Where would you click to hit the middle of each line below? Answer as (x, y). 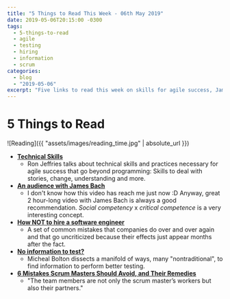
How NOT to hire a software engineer (71, 222)
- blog (23, 77)
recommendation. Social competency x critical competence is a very (124, 208)
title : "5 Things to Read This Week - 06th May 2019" (86, 13)
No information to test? (51, 252)
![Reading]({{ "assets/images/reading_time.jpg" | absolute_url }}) (98, 143)
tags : (15, 26)
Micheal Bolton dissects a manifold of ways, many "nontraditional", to (125, 259)
